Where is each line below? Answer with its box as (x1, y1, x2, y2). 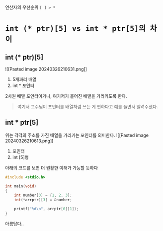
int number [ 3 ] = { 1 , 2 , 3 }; (14, 193, 72, 198)
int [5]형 (12, 154, 29, 160)
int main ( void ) (5, 183, 37, 189)
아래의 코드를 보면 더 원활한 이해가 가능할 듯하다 (5, 164, 98, 170)
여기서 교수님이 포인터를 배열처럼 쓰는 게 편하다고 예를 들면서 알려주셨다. (17, 104, 158, 109)
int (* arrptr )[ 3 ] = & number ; (14, 198, 72, 203)
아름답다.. (5, 221, 24, 227)
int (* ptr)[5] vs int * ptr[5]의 (5, 24, 146, 33)
